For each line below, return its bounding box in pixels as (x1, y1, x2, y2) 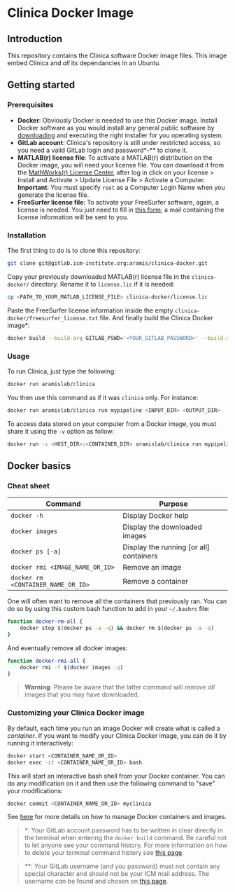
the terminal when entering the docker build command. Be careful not (24, 834, 227, 842)
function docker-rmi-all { (7, 657, 86, 664)
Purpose (159, 499, 188, 509)
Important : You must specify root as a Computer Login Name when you (17, 183, 225, 191)
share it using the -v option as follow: (7, 427, 114, 435)
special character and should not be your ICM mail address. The (24, 870, 210, 878)
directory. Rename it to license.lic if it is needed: (31, 280, 175, 288)
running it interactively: (7, 739, 73, 747)
